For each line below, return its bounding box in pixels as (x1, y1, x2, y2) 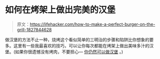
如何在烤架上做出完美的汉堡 (5, 4, 116, 15)
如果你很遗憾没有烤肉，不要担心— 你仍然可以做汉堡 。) (15, 49, 124, 55)
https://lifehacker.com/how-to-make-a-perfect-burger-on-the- (30, 21, 156, 27)
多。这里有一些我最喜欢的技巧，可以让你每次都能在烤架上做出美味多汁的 (5, 43, 149, 48)
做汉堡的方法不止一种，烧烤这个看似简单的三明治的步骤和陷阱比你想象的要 (5, 37, 154, 43)
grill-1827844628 (16, 27, 52, 32)
